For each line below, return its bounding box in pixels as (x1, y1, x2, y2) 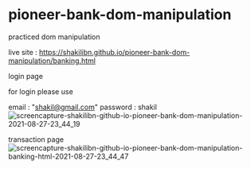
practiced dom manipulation (8, 32, 101, 41)
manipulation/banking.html (8, 56, 96, 65)
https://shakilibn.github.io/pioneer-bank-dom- (38, 47, 190, 57)
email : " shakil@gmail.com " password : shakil (8, 102, 158, 112)
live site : (8, 47, 37, 57)
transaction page (8, 134, 65, 144)
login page (8, 71, 44, 81)
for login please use (8, 86, 73, 96)
